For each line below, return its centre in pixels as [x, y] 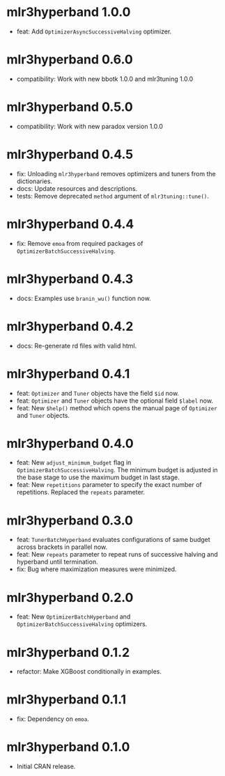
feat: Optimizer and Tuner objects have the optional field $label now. [115, 401]
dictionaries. [34, 181]
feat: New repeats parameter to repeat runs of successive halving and [117, 554]
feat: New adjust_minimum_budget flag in [74, 463]
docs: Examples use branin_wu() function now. [84, 298]
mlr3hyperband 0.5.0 [70, 107]
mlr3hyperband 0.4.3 [70, 279]
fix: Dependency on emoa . [53, 719]
